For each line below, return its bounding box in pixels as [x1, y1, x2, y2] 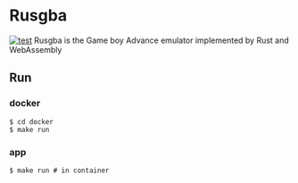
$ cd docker [9, 117, 54, 126]
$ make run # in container [9, 166, 110, 175]
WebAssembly [9, 44, 62, 54]
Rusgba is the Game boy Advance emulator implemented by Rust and [34, 35, 290, 46]
